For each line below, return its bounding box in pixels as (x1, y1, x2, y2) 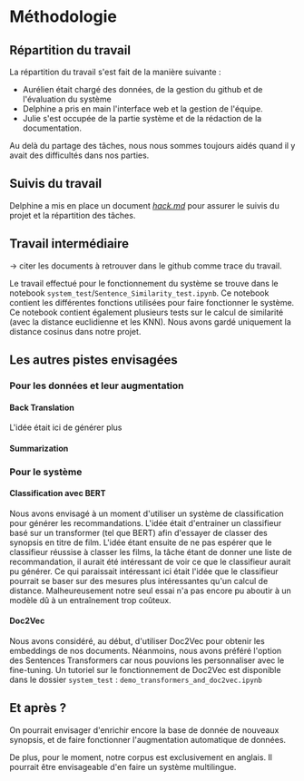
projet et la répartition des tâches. (9, 210, 136, 220)
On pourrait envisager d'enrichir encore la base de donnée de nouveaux (9, 724, 279, 736)
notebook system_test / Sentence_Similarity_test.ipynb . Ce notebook (9, 288, 270, 298)
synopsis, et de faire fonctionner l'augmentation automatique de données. (9, 734, 287, 745)
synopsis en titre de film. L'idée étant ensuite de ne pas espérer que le (9, 537, 272, 548)
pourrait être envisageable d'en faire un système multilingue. (9, 761, 237, 772)
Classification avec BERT (9, 488, 106, 499)
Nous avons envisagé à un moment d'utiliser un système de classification (9, 508, 284, 519)
